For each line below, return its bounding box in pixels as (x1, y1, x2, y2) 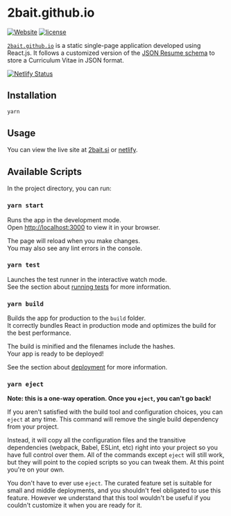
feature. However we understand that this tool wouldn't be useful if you (7, 494, 211, 502)
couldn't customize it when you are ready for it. (7, 501, 142, 510)
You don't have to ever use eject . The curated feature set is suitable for (7, 479, 212, 488)
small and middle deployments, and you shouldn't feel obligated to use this (7, 486, 221, 494)
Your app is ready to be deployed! (7, 349, 104, 358)
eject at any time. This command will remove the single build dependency (7, 415, 219, 424)
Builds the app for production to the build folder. (7, 314, 146, 322)
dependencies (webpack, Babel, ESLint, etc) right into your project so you (7, 443, 219, 452)
